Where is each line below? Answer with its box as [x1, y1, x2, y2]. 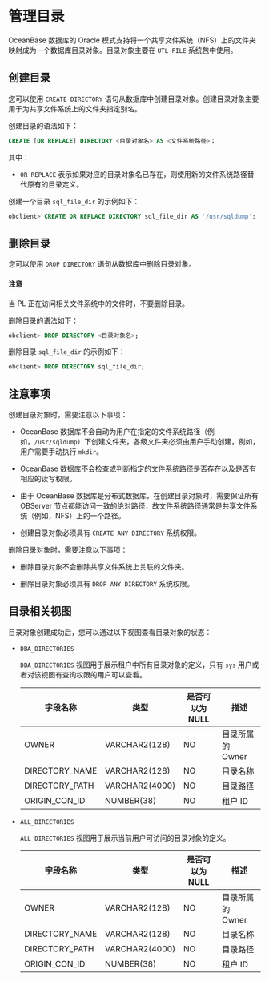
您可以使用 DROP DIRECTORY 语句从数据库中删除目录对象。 [8, 259, 196, 269]
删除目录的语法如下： [8, 316, 78, 325]
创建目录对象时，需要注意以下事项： [8, 410, 128, 420]
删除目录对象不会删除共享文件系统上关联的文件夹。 [19, 562, 189, 572]
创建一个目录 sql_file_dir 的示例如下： [8, 196, 140, 206]
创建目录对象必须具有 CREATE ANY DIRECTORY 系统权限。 [19, 528, 202, 537]
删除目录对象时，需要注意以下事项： [8, 545, 128, 555]
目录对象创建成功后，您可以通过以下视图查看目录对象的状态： [8, 627, 212, 637]
